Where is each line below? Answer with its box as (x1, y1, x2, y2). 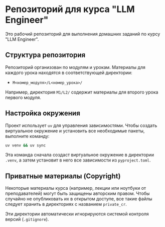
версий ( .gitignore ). (5, 216, 49, 222)
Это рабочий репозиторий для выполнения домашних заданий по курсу (5, 31, 160, 37)
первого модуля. (5, 94, 42, 100)
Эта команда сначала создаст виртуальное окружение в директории (5, 152, 154, 158)
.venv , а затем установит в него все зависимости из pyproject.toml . (5, 157, 151, 163)
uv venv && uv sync (5, 142, 46, 148)
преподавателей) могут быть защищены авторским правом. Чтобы (5, 190, 150, 197)
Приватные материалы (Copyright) (5, 172, 121, 180)
